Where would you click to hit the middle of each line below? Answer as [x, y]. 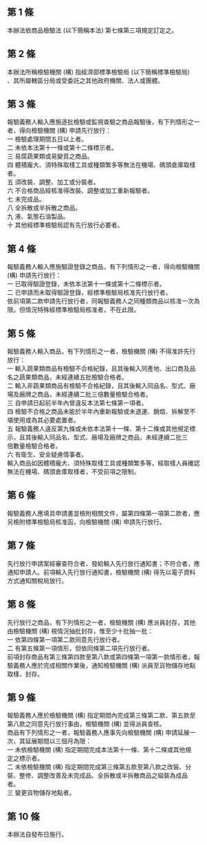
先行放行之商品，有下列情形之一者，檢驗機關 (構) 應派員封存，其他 [101, 622]
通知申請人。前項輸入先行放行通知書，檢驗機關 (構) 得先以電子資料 [101, 572]
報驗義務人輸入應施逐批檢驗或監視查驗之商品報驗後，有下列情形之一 [103, 122]
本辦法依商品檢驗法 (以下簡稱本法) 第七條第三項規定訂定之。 [92, 30]
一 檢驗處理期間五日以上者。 [47, 139]
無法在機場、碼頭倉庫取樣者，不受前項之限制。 [73, 472]
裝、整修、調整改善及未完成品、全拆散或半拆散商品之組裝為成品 [97, 776]
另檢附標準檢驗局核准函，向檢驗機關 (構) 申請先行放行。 [87, 522]
